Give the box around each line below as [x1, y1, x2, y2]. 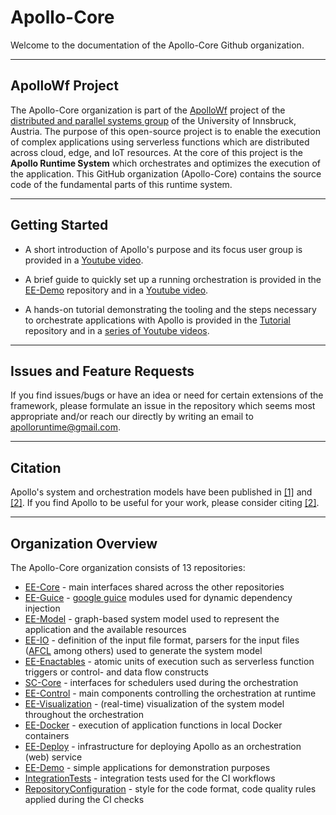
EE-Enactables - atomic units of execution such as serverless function [24, 656, 315, 667]
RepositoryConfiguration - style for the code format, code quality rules [24, 783, 317, 795]
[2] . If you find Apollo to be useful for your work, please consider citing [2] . [10, 497, 320, 509]
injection [24, 602, 61, 614]
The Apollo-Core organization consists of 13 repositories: [10, 562, 246, 573]
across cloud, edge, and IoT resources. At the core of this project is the [10, 146, 303, 158]
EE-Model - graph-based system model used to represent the [24, 613, 280, 625]
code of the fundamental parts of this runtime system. [10, 178, 233, 190]
